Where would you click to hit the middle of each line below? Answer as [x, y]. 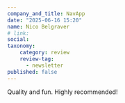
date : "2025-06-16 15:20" [44, 20]
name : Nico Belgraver [39, 26]
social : [18, 40]
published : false [32, 72]
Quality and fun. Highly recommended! [62, 92]
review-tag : [37, 59]
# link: [18, 33]
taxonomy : [22, 46]
